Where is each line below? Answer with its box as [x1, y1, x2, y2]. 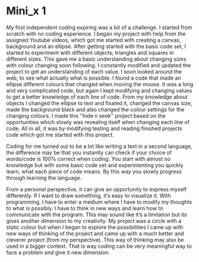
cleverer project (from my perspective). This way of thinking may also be [6, 236, 184, 243]
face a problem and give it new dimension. [6, 248, 110, 256]
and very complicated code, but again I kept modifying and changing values [6, 87, 192, 94]
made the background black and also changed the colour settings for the [6, 106, 185, 113]
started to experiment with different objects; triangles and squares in [6, 49, 174, 56]
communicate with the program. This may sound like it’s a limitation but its [6, 211, 187, 218]
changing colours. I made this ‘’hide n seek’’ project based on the [6, 112, 166, 119]
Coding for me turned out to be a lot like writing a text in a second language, [6, 143, 193, 150]
